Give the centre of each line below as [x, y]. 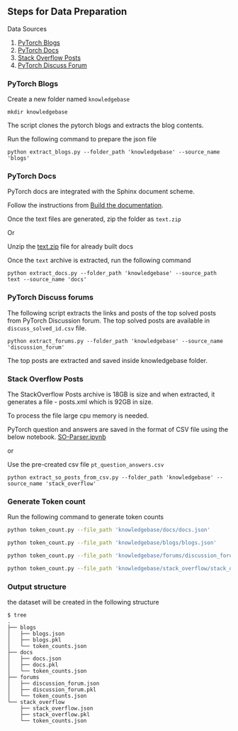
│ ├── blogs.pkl [34, 640]
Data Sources [27, 28]
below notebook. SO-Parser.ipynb [57, 437]
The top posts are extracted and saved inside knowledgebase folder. [107, 360]
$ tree [17, 615]
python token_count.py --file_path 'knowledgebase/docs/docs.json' [109, 530]
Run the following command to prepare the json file [82, 139]
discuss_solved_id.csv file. [47, 328]
